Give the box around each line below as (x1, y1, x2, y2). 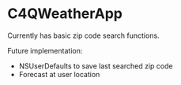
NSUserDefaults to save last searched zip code (18, 61, 173, 71)
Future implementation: (7, 46, 83, 55)
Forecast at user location (18, 69, 100, 79)
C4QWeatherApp (7, 5, 123, 23)
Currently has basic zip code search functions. (7, 31, 160, 40)
